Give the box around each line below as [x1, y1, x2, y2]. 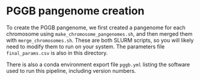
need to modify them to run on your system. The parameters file [6, 43, 165, 50]
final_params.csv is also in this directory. [6, 49, 108, 56]
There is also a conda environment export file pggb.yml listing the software [6, 61, 190, 68]
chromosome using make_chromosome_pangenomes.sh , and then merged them [6, 30, 193, 37]
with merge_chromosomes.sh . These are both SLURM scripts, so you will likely [6, 36, 194, 44]
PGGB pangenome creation [6, 4, 145, 18]
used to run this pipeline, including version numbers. [6, 67, 136, 74]
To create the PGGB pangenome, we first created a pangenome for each [6, 24, 186, 31]
